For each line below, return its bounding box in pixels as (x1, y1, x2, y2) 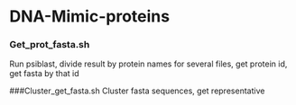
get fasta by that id (9, 68, 79, 79)
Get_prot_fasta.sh (9, 39, 90, 51)
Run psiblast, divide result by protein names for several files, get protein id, (9, 58, 288, 69)
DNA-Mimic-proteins (9, 6, 170, 27)
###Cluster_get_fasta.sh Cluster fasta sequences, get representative (9, 85, 265, 96)
